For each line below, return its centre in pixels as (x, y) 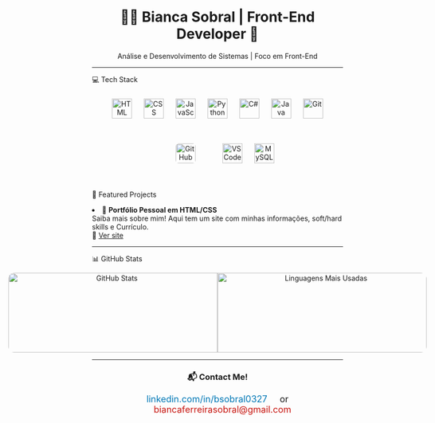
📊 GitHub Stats (117, 258)
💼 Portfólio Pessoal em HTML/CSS (160, 210)
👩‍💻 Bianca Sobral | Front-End (217, 17)
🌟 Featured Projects (124, 194)
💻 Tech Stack (115, 79)
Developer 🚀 (217, 34)
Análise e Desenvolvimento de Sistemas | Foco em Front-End (217, 56)
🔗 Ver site (108, 235)
